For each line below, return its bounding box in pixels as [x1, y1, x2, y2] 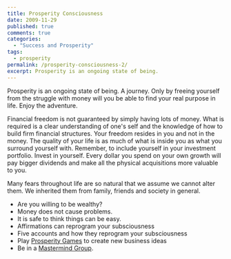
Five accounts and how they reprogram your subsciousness [17, 229, 188, 238]
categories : [7, 36, 41, 43]
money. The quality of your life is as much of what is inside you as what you [7, 136, 223, 145]
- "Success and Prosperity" [13, 42, 94, 49]
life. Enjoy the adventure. [7, 101, 78, 110]
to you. [7, 166, 28, 174]
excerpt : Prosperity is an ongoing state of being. [7, 68, 159, 74]
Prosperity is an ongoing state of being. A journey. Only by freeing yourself [7, 87, 220, 95]
